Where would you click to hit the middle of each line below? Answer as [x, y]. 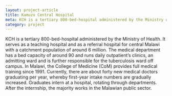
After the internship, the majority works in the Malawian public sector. [79, 88]
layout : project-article [32, 10]
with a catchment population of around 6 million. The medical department [83, 50]
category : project [25, 24]
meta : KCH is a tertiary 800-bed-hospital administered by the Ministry [84, 20]
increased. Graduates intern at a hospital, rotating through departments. [81, 83]
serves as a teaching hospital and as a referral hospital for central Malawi [83, 45]
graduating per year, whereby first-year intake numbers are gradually [78, 77]
